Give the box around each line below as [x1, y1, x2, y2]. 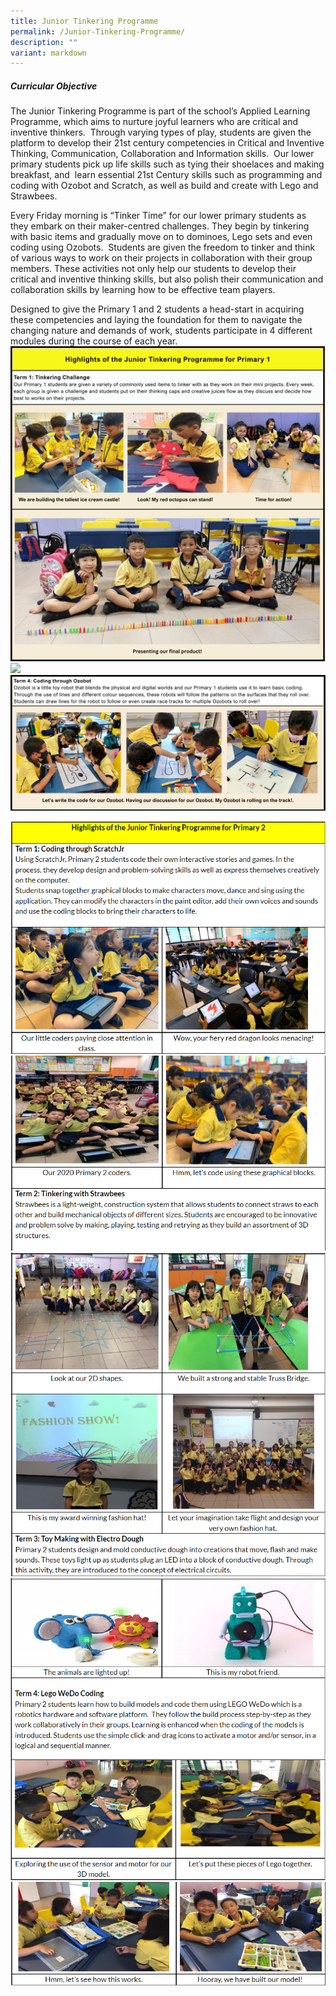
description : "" [10, 37, 78, 47]
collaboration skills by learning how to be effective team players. [10, 284, 276, 296]
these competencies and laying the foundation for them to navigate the [10, 314, 303, 326]
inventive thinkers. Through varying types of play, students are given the [10, 126, 312, 139]
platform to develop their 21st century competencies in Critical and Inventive [10, 137, 325, 149]
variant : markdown [10, 48, 87, 58]
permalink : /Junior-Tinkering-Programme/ [10, 26, 186, 37]
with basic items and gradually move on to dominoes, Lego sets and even [10, 231, 313, 243]
